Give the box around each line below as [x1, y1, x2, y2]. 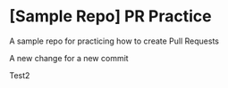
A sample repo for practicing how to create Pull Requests [9, 36, 219, 46]
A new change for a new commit [9, 52, 129, 63]
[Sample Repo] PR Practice [9, 6, 212, 27]
